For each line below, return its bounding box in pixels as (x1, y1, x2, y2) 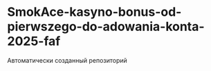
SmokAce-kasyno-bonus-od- (7, 4, 182, 20)
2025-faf (7, 34, 61, 49)
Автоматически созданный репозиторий (7, 56, 128, 64)
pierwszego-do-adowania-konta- (7, 19, 205, 34)
